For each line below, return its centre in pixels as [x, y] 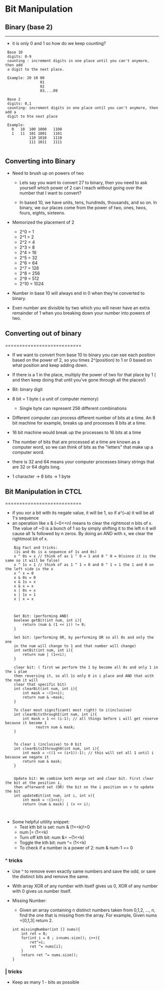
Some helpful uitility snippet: [41, 822]
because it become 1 [26, 723]
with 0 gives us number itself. [42, 891]
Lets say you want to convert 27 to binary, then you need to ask [83, 182]
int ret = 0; [34, 934]
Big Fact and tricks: [36, 548]
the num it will [21, 680]
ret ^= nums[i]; [46, 947]
